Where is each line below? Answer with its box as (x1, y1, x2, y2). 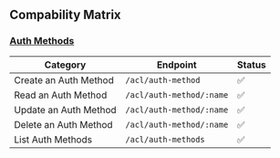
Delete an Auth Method (14, 118, 113, 131)
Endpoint (156, 58, 198, 71)
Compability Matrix (9, 7, 121, 23)
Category (44, 58, 87, 71)
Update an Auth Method (14, 103, 117, 116)
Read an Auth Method (14, 89, 108, 101)
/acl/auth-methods (125, 134, 205, 144)
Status (236, 58, 266, 71)
